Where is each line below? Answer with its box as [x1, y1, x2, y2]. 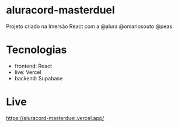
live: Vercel [14, 68, 42, 76]
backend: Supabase [14, 75, 63, 82]
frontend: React [14, 62, 53, 69]
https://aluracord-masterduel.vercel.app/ [6, 114, 104, 121]
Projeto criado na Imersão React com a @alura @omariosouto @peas [6, 23, 173, 30]
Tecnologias [6, 43, 67, 57]
